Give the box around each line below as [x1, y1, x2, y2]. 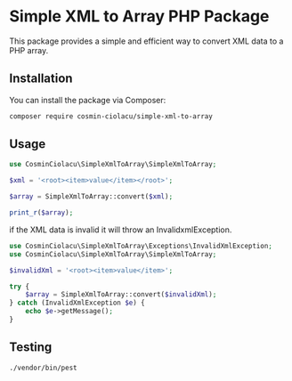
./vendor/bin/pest [9, 363, 77, 372]
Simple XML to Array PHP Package [9, 6, 270, 27]
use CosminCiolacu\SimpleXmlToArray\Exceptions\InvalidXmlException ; [9, 241, 273, 250]
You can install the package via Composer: [9, 94, 166, 105]
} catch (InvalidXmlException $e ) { [9, 298, 145, 308]
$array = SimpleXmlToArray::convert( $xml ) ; [9, 192, 174, 201]
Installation [9, 71, 73, 86]
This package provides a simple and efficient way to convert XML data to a [9, 36, 284, 46]
